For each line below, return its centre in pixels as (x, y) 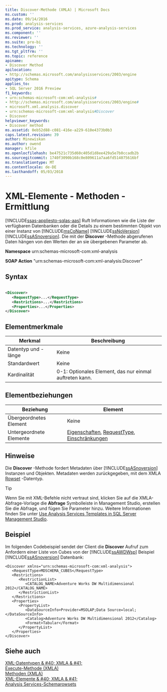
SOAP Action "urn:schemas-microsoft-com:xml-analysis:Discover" (74, 261)
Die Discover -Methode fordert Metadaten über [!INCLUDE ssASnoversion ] (82, 468)
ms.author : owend (23, 144)
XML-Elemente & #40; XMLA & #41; (42, 679)
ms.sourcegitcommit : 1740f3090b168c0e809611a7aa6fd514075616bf (72, 158)
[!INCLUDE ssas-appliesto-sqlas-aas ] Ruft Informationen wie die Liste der (80, 221)
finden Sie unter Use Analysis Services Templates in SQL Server (71, 513)
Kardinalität (21, 375)
